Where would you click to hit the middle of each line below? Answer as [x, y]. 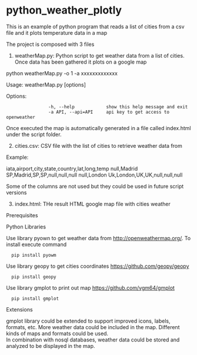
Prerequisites [22, 215]
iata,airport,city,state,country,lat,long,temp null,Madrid [72, 168]
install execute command [36, 244]
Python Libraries [26, 227]
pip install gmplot [35, 298]
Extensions [20, 309]
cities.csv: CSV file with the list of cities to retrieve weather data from [98, 145]
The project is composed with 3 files [50, 44]
